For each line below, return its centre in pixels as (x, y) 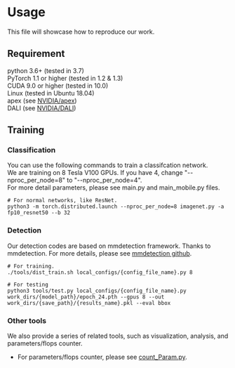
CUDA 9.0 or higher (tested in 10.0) (58, 86)
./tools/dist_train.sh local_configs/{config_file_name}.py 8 (100, 272)
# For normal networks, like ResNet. (62, 201)
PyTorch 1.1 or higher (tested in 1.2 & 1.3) (65, 78)
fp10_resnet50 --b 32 (39, 213)
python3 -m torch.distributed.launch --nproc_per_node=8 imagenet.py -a (116, 207)
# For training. (31, 266)
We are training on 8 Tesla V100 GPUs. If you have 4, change (95, 173)
